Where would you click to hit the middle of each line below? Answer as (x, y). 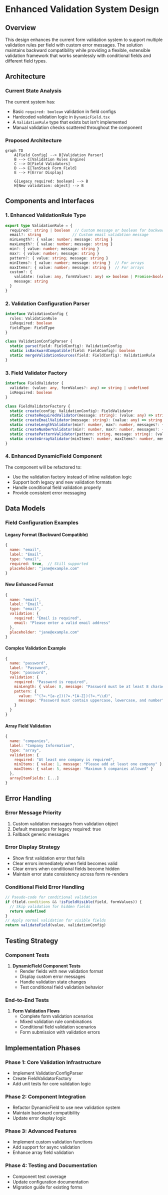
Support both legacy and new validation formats (62, 482)
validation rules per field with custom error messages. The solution (74, 45)
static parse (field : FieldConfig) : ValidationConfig (66, 346)
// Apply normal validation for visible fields (56, 920)
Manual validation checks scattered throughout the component (77, 127)
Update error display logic (39, 1118)
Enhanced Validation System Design (82, 9)
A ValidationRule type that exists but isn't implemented (70, 122)
